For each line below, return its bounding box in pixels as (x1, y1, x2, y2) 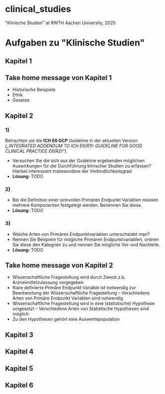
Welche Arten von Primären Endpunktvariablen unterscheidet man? (12, 231, 150, 237)
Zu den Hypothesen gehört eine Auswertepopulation (12, 316, 120, 322)
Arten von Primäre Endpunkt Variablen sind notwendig (12, 295, 123, 301)
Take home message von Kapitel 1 (5, 73, 112, 82)
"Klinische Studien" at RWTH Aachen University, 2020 (5, 20, 116, 26)
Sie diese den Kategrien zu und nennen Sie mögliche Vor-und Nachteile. (12, 241, 160, 248)
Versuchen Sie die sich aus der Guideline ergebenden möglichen (12, 158, 145, 164)
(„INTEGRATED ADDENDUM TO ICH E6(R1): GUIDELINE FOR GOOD (5, 143, 143, 149)
